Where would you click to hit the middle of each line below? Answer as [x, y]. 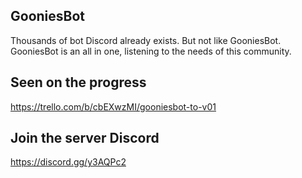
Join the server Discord [85, 138]
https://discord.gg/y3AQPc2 [68, 162]
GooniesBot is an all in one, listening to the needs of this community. [151, 51]
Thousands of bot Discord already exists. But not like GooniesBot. [146, 40]
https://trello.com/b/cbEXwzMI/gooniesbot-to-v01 [113, 106]
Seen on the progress [78, 82]
